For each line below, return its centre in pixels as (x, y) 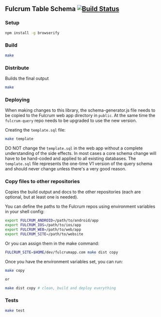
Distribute (17, 67)
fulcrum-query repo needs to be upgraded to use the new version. (71, 121)
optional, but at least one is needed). (42, 197)
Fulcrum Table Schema (40, 9)
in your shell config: (25, 212)
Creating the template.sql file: (35, 130)
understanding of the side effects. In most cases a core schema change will (81, 153)
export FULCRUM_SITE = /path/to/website (44, 234)
